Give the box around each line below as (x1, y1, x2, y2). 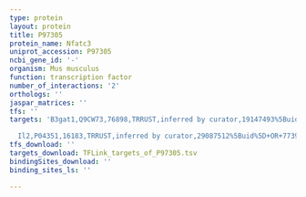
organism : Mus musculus (9, 65, 100, 74)
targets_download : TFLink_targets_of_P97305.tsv (9, 149, 198, 158)
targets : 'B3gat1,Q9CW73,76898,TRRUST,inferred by (9, 115, 206, 124)
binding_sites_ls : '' (9, 165, 92, 174)
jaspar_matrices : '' (9, 98, 88, 108)
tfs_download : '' (9, 140, 76, 150)
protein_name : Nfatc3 (9, 38, 92, 48)
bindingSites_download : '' (9, 157, 112, 166)
